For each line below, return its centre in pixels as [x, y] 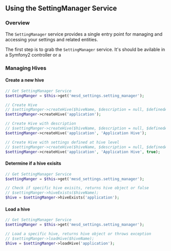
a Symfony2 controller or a [33, 55]
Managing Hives [26, 68]
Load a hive [18, 209]
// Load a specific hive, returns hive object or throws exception [78, 234]
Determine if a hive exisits [33, 163]
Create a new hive [25, 80]
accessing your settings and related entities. [52, 39]
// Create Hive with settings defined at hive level [62, 142]
